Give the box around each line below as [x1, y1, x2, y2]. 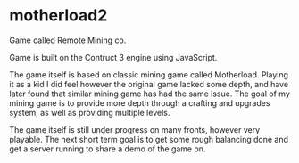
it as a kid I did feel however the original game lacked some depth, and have [9, 78, 288, 89]
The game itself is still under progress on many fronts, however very [9, 124, 261, 134]
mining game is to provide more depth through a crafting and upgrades [9, 97, 270, 108]
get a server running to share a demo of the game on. [9, 143, 206, 154]
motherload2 [9, 5, 108, 26]
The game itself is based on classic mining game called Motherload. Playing [9, 69, 288, 80]
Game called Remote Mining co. [9, 35, 127, 45]
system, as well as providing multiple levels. [9, 107, 170, 118]
